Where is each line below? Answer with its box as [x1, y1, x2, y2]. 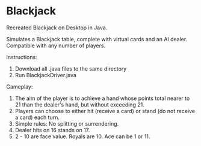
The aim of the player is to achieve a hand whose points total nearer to [14, 95, 190, 102]
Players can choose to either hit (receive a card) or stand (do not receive [14, 107, 196, 114]
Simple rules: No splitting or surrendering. [14, 120, 119, 127]
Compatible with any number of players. [6, 42, 106, 49]
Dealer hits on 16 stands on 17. [14, 126, 90, 133]
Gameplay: [6, 83, 33, 90]
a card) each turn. [14, 114, 60, 121]
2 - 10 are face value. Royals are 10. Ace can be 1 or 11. [14, 133, 150, 140]
